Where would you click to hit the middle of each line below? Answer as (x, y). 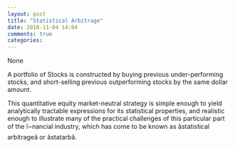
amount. (20, 90)
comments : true (30, 34)
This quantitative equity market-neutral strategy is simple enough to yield (115, 103)
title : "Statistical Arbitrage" (55, 21)
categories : (25, 41)
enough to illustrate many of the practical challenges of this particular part (116, 119)
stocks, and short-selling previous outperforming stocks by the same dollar (117, 82)
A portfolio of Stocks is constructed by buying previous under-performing (115, 75)
